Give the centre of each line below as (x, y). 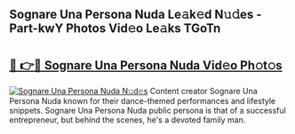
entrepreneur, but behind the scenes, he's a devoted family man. (128, 120)
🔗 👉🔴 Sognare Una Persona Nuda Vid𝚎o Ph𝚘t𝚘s (146, 65)
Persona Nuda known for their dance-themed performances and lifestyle (143, 101)
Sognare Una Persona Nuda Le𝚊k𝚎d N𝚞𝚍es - (136, 15)
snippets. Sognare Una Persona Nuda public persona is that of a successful (147, 110)
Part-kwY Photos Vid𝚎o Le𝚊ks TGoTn (115, 29)
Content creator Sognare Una (203, 91)
